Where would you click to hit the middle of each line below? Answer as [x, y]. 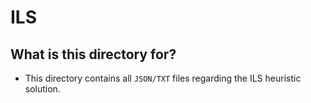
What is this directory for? [93, 54]
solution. [42, 89]
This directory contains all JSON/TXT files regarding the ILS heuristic [163, 78]
